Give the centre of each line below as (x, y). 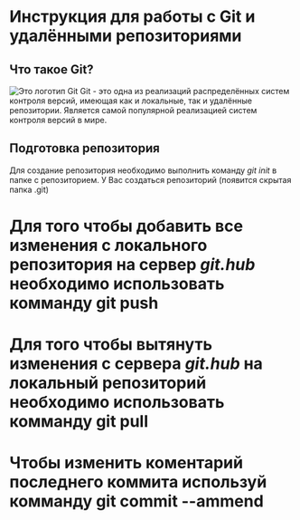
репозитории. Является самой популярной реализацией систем (133, 110)
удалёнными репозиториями (126, 36)
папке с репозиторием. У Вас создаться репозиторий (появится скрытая (150, 179)
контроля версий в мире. (58, 120)
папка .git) (29, 189)
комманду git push (84, 303)
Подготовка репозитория (84, 148)
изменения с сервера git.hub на (136, 364)
